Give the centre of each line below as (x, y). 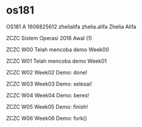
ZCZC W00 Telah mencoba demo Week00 (58, 49)
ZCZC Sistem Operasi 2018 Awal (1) (49, 38)
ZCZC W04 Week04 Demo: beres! (48, 95)
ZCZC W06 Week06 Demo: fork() (47, 118)
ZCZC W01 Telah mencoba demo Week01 (57, 61)
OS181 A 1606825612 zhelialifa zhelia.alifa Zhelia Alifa (71, 27)
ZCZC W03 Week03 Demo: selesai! (49, 84)
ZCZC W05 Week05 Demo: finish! (47, 106)
